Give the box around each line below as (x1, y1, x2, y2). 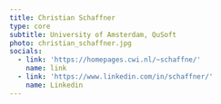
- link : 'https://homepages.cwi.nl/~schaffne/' (17, 55, 202, 64)
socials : (9, 47, 43, 56)
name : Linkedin (25, 80, 84, 90)
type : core (9, 22, 51, 31)
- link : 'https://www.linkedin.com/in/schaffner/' (17, 72, 214, 81)
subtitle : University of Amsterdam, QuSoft (9, 30, 177, 39)
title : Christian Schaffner (9, 13, 116, 23)
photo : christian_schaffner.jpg (9, 38, 132, 48)
